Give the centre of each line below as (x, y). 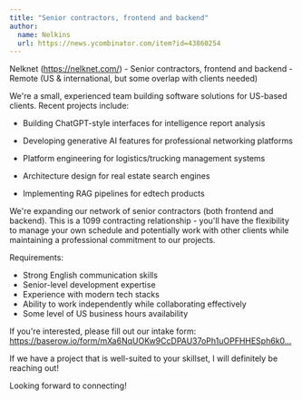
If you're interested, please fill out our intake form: (103, 331)
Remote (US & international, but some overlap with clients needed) (134, 79)
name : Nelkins (44, 34)
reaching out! (34, 368)
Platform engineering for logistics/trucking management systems (144, 159)
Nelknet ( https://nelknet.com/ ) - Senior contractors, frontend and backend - (151, 69)
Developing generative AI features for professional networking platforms (157, 141)
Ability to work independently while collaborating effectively (134, 304)
